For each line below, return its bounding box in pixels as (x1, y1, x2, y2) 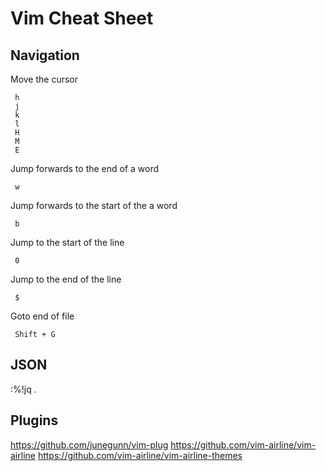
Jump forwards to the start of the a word (10, 200, 178, 211)
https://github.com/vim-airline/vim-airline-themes (37, 449, 243, 461)
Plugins (10, 412, 59, 429)
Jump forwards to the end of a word (10, 163, 160, 174)
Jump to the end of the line (10, 273, 122, 285)
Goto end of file (10, 310, 75, 322)
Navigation (10, 47, 80, 64)
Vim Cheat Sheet (10, 7, 154, 30)
